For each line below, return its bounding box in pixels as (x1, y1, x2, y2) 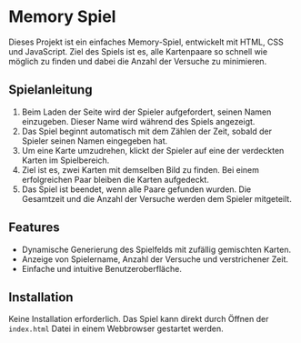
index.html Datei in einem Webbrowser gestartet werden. (8, 323, 224, 334)
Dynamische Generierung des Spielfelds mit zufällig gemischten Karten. (21, 244, 292, 255)
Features (8, 220, 60, 236)
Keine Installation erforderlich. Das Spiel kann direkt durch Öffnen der (8, 314, 269, 325)
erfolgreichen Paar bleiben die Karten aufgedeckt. (21, 174, 210, 185)
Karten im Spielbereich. (21, 155, 110, 166)
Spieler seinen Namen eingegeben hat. (21, 135, 168, 146)
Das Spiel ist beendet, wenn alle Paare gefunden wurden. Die (21, 184, 252, 195)
